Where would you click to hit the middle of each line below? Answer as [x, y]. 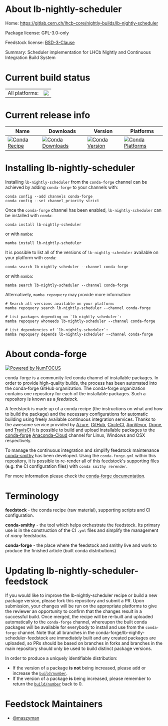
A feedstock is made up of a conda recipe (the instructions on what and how [84, 408]
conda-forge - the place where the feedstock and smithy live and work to [81, 545]
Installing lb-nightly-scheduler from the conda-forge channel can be [76, 182]
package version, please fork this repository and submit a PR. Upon [75, 600]
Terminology [32, 496]
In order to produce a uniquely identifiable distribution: [61, 658]
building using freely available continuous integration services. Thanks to [80, 419]
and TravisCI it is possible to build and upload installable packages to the [80, 430]
